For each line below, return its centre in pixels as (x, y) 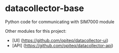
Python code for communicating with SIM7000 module (60, 22)
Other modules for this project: (36, 31)
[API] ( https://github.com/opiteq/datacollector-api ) (63, 45)
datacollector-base (44, 8)
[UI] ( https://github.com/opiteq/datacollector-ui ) (60, 40)
